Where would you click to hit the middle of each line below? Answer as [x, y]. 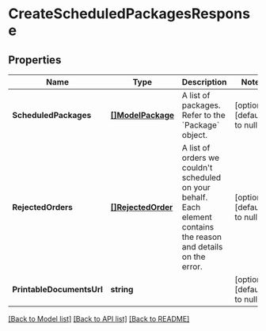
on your [196, 187]
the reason [202, 237]
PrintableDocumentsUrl [57, 289]
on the [194, 257]
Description [204, 82]
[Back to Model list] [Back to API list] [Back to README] [99, 319]
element [197, 217]
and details [202, 247]
